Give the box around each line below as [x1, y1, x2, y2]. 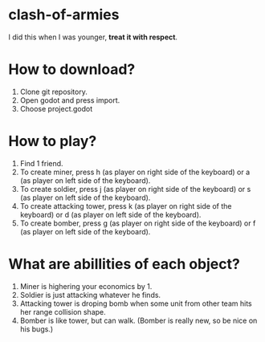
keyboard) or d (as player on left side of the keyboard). [19, 210, 202, 219]
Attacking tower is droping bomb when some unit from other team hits [19, 299, 252, 308]
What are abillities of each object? [8, 255, 241, 273]
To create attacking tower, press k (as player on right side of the [19, 201, 232, 210]
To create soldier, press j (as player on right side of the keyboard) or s [19, 184, 251, 193]
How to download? [8, 60, 136, 79]
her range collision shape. [19, 307, 106, 316]
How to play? [8, 132, 97, 150]
